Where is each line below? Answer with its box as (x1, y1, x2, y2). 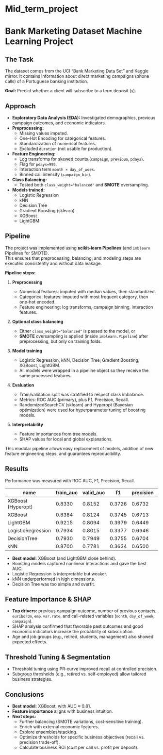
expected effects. (12, 639, 48, 645)
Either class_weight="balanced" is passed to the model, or (19, 328, 136, 334)
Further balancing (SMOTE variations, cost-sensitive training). (19, 719, 143, 724)
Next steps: (12, 714, 36, 720)
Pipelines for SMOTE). (5, 250, 49, 256)
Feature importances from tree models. (19, 431, 98, 436)
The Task (5, 55, 34, 64)
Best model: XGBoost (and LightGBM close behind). (12, 555, 116, 561)
